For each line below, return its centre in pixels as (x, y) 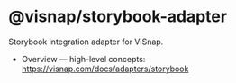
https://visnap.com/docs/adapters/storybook (105, 69)
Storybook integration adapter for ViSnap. (86, 41)
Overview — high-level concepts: (83, 59)
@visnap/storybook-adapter (118, 17)
